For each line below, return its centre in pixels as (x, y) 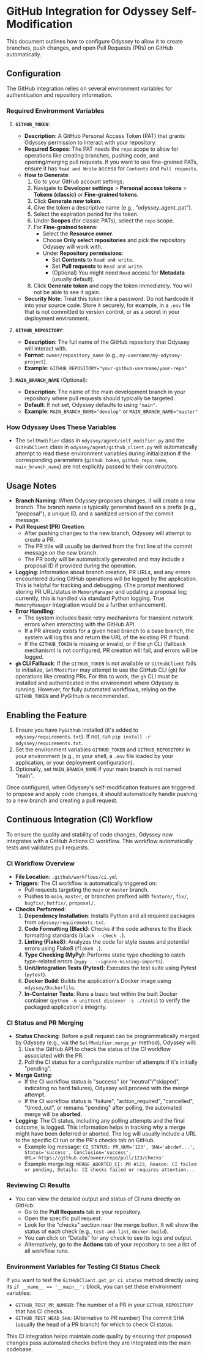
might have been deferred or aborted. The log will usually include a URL (106, 1134)
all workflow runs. (47, 1251)
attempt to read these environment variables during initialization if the (103, 453)
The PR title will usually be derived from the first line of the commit (108, 546)
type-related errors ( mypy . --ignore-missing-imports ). (94, 962)
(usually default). (73, 279)
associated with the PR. (54, 1056)
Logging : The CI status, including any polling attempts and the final (100, 1121)
